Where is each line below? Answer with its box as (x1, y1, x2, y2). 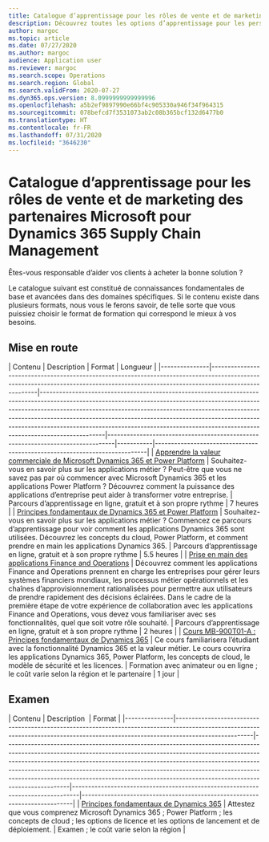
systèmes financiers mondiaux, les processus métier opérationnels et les (8, 576, 249, 585)
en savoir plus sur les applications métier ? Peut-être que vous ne (26, 465, 243, 474)
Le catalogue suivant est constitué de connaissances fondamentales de (8, 283, 245, 293)
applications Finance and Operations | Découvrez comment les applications (8, 559, 258, 568)
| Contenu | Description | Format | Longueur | (8, 362, 157, 372)
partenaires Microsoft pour (8, 207, 192, 226)
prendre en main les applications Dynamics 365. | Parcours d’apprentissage (8, 541, 258, 551)
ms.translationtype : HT (8, 116, 88, 124)
